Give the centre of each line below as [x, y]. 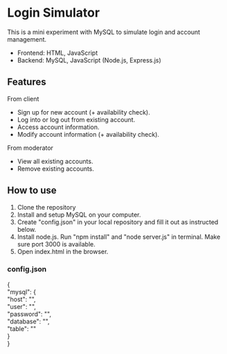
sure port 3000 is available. [56, 244]
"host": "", [21, 299]
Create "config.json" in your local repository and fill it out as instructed [118, 222]
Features [27, 82]
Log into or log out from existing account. [76, 119]
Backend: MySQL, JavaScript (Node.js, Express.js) [89, 60]
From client [23, 99]
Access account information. [58, 127]
